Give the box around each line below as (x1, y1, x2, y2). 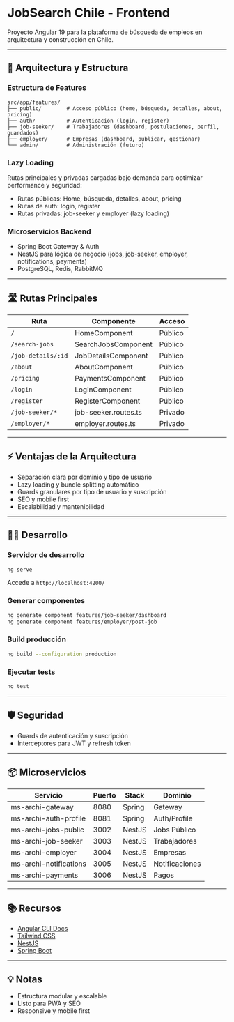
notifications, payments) (17, 257, 87, 266)
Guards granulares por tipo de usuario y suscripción (17, 487, 167, 496)
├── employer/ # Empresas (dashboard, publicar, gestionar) (7, 135, 201, 142)
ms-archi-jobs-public (10, 825, 85, 834)
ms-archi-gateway (10, 802, 75, 812)
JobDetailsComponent (74, 351, 148, 360)
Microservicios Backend (7, 227, 92, 236)
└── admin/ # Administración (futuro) (7, 142, 145, 148)
